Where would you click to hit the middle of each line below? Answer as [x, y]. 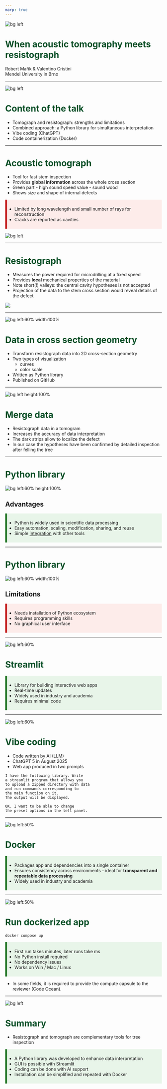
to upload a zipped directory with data [48, 784]
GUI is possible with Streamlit [44, 1064]
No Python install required [41, 957]
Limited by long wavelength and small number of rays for [73, 209]
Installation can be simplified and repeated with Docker [71, 1075]
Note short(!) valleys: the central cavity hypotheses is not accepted [81, 285]
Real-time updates [33, 690]
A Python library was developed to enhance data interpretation [79, 1059]
